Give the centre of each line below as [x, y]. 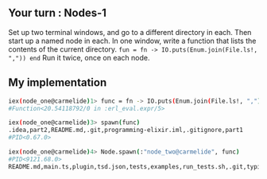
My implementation [58, 83]
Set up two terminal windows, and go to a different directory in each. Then [130, 32]
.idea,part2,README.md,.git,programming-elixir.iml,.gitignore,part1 [126, 130]
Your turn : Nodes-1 [58, 13]
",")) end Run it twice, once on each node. [79, 57]
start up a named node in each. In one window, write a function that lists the [132, 41]
